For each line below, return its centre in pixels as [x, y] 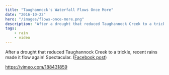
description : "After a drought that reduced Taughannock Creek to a [78, 24]
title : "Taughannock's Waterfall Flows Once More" [59, 10]
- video [22, 38]
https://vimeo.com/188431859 [36, 67]
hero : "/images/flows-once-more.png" [45, 19]
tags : [11, 28]
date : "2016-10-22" [26, 14]
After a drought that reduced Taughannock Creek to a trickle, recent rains [81, 52]
